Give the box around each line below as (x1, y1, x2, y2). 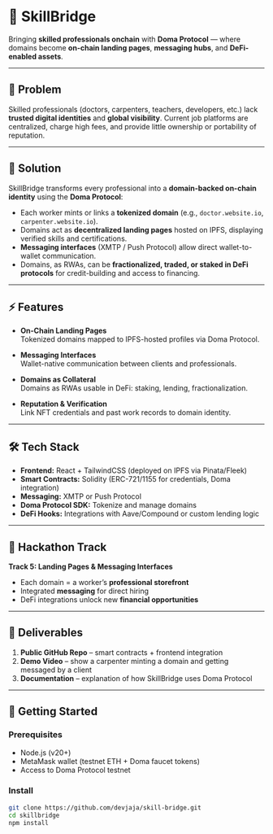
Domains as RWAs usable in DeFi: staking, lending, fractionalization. (19, 383, 248, 393)
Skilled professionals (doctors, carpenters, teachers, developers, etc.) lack (8, 104, 258, 114)
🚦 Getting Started (8, 705, 98, 718)
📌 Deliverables (8, 626, 84, 640)
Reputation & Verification (19, 399, 107, 409)
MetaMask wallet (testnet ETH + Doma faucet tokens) (19, 756, 201, 766)
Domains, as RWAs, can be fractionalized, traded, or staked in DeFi (19, 260, 249, 269)
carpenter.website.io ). (19, 216, 99, 226)
